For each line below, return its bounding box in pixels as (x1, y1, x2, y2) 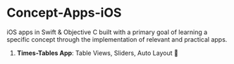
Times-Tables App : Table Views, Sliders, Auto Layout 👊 (16, 49, 179, 57)
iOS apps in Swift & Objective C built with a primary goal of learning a (6, 28, 208, 36)
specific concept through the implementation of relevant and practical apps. (6, 35, 228, 43)
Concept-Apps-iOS (6, 5, 122, 21)
